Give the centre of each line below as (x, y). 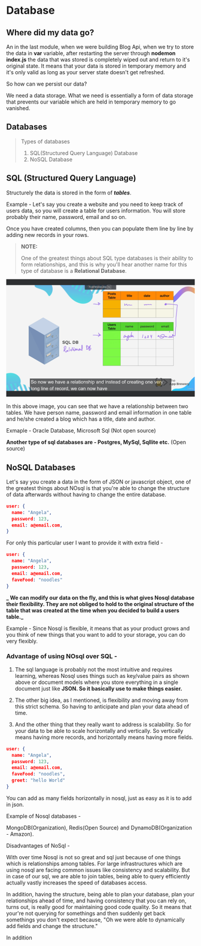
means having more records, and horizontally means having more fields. (104, 737)
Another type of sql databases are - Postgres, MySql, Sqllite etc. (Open (96, 442)
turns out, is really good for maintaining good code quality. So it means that (99, 907)
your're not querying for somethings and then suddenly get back (86, 913)
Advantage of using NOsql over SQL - (62, 656)
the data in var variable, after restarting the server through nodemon (91, 53)
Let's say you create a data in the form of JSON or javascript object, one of (99, 482)
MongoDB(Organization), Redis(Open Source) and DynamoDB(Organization (99, 828)
